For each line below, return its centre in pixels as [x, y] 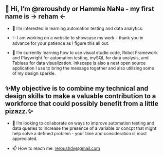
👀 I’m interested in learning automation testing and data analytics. [78, 28]
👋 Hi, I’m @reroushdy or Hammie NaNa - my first [80, 9]
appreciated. [25, 139]
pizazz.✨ [19, 112]
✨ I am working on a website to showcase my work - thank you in [78, 37]
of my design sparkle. [34, 73]
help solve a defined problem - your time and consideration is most [79, 133]
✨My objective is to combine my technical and [77, 89]
